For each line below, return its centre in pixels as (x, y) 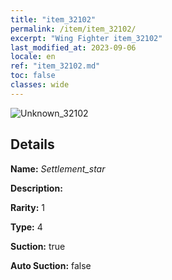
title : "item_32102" (53, 19)
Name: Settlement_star (58, 168)
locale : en (33, 57)
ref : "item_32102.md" (55, 66)
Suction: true (38, 246)
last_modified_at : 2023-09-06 (73, 47)
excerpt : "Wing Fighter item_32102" (86, 38)
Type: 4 (26, 227)
